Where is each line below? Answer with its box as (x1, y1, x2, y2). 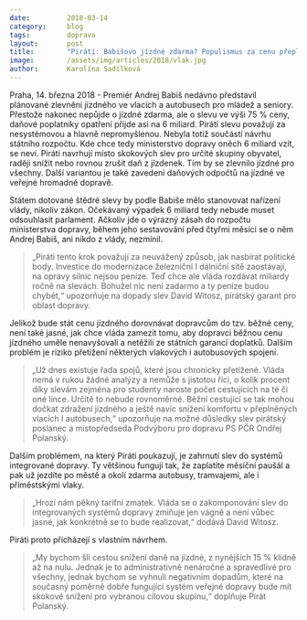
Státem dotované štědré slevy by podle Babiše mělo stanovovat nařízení (9, 194, 281, 206)
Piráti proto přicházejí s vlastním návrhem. (9, 534, 168, 545)
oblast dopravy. (31, 299, 91, 311)
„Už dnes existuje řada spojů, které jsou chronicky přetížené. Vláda (31, 364, 285, 375)
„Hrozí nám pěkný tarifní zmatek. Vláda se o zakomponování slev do (31, 497, 289, 508)
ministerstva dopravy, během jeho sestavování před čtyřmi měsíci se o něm (9, 223, 294, 234)
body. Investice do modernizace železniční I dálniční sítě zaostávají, (31, 261, 288, 272)
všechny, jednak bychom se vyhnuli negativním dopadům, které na (31, 571, 284, 582)
